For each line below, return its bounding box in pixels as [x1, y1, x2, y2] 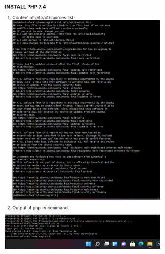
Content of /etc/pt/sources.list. [12, 15, 75, 21]
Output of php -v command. [12, 204, 69, 210]
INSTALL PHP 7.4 [5, 3, 46, 10]
